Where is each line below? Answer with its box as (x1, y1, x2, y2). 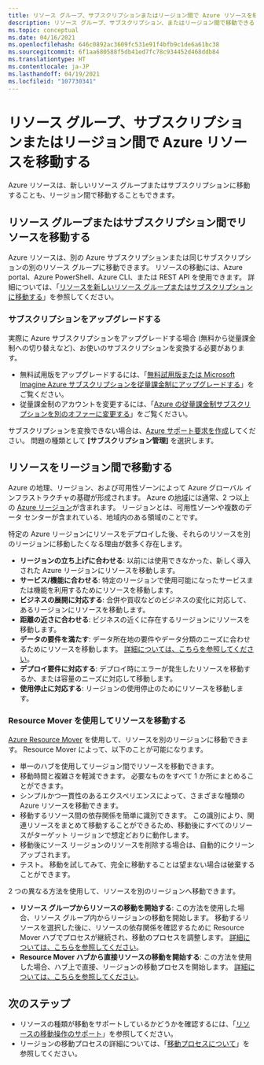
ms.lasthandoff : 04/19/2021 (8, 70, 101, 78)
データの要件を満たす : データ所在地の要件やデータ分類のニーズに (19, 634, 230, 644)
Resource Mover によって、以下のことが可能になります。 (23, 745, 208, 754)
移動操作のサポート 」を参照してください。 (40, 1029, 178, 1039)
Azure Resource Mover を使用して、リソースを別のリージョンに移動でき (8, 734, 242, 744)
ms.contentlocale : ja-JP (8, 63, 90, 71)
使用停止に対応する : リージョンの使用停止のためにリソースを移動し (19, 684, 237, 693)
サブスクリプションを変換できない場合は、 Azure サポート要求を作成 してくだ (8, 426, 256, 435)
